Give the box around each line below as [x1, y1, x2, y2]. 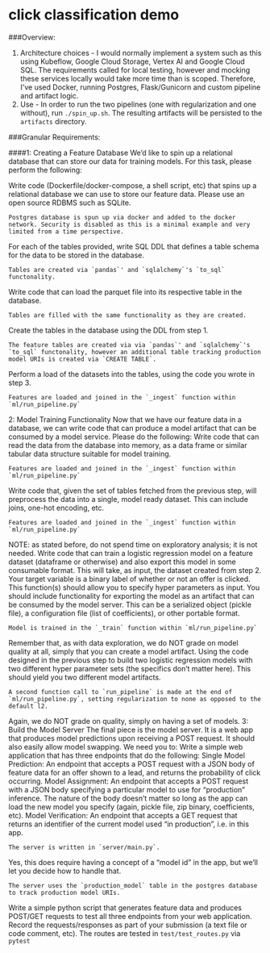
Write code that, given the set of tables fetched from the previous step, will [8, 486, 257, 495]
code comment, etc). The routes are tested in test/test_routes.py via [8, 928, 241, 938]
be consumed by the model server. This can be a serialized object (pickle [8, 600, 252, 609]
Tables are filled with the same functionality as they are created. [8, 311, 247, 320]
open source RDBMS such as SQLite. [8, 198, 131, 207]
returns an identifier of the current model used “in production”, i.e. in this [8, 819, 250, 829]
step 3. [8, 378, 31, 387]
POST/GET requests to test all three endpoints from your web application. [8, 911, 252, 921]
